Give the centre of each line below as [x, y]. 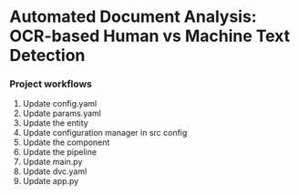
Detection [47, 56]
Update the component [66, 142]
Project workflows [51, 84]
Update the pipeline [60, 152]
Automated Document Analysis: [133, 17]
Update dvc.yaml [55, 171]
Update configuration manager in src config [105, 133]
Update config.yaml [60, 104]
